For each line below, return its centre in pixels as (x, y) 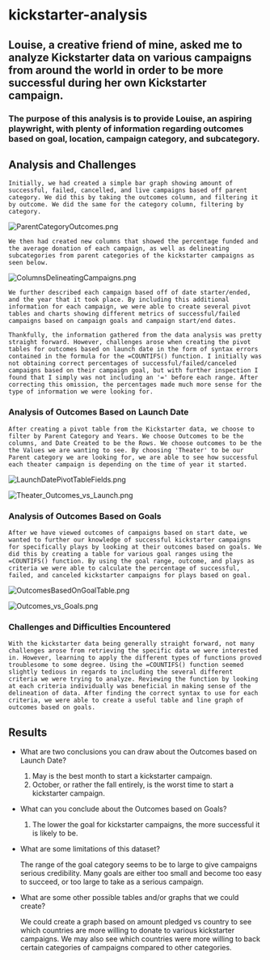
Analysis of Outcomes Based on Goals (85, 516)
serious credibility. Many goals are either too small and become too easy (141, 873)
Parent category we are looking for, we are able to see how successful (133, 457)
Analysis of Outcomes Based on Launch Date (99, 412)
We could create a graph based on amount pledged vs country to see (136, 922)
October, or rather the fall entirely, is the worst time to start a (133, 785)
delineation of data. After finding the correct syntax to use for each (133, 694)
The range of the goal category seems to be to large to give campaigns (139, 864)
